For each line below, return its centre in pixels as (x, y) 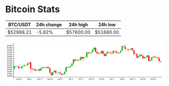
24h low (107, 25)
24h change (49, 25)
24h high (78, 25)
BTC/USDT (20, 25)
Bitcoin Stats (33, 9)
